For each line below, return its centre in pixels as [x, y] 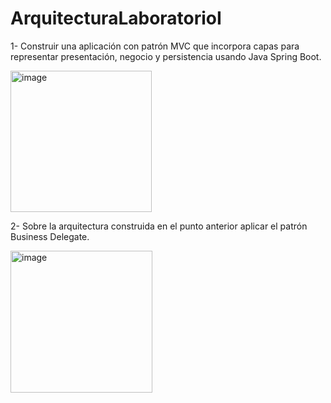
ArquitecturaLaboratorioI [116, 18]
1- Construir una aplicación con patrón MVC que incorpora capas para [155, 46]
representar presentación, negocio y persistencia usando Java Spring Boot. [166, 56]
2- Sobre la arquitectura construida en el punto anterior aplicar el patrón [159, 226]
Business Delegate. [50, 236]
